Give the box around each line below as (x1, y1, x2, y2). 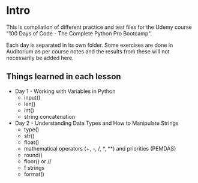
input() (23, 94, 41, 101)
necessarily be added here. (6, 54, 74, 61)
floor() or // (23, 157, 52, 165)
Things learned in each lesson (6, 71, 121, 82)
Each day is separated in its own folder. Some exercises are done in (6, 41, 173, 49)
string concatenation (23, 113, 76, 120)
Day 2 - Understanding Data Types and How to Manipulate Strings (14, 119, 179, 127)
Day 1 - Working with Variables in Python (14, 88, 116, 95)
